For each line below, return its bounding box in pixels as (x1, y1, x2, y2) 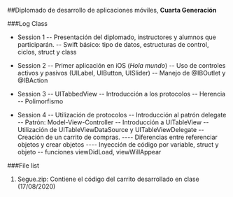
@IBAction (17, 76, 48, 85)
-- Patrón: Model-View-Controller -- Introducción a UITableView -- (17, 118, 209, 126)
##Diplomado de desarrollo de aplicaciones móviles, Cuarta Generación (7, 6, 217, 14)
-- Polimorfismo (17, 97, 64, 105)
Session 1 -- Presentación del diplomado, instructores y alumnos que (17, 33, 217, 41)
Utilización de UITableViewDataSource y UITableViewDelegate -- (17, 126, 204, 133)
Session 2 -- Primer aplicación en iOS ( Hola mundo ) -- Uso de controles (17, 61, 226, 69)
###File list (7, 161, 40, 170)
